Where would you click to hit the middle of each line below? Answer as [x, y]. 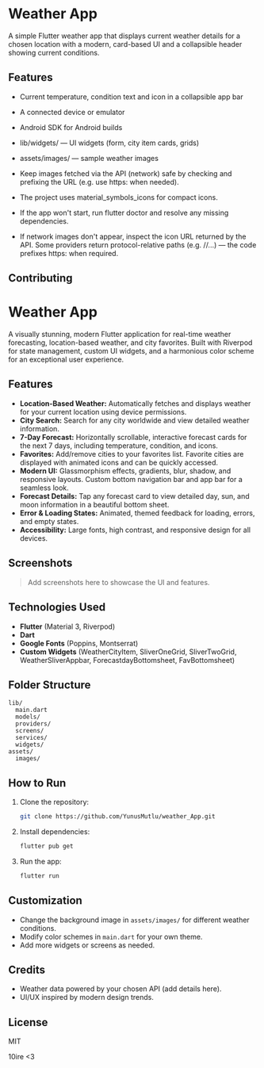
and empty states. [49, 521]
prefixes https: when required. [69, 253]
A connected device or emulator [72, 112]
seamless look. [44, 488]
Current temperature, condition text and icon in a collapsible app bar [131, 97]
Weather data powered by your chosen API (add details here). [121, 989]
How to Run [37, 783]
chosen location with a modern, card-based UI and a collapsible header [125, 44]
